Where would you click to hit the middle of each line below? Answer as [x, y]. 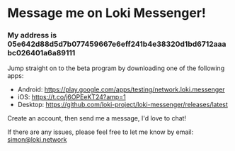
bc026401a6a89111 [41, 53]
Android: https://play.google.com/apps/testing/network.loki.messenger [121, 89]
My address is [32, 35]
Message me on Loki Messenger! [107, 13]
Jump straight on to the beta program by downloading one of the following [116, 68]
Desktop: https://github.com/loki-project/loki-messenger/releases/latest [123, 105]
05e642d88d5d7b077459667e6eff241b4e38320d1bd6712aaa [117, 44]
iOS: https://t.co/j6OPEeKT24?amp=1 [71, 97]
